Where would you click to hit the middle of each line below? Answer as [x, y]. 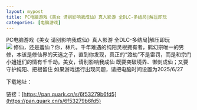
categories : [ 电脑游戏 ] [33, 22]
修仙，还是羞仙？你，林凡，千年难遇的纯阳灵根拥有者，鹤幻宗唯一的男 [98, 47]
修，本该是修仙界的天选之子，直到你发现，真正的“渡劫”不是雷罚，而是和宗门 [99, 55]
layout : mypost [25, 11]
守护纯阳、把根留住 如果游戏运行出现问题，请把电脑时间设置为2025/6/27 [95, 69]
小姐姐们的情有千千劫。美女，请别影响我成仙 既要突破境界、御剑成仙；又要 [97, 62]
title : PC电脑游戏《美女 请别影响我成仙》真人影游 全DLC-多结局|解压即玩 [86, 17]
